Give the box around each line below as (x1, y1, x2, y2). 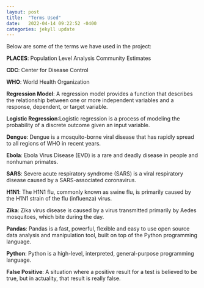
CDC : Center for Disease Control (6, 67, 89, 74)
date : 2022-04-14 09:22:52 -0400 (6, 20, 97, 26)
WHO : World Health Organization (6, 78, 90, 86)
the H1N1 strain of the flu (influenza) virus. (6, 195, 112, 202)
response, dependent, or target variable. (6, 103, 108, 111)
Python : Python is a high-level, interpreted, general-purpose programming (6, 250, 194, 257)
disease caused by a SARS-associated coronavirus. (6, 177, 136, 184)
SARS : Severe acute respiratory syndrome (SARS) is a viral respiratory (6, 170, 183, 177)
